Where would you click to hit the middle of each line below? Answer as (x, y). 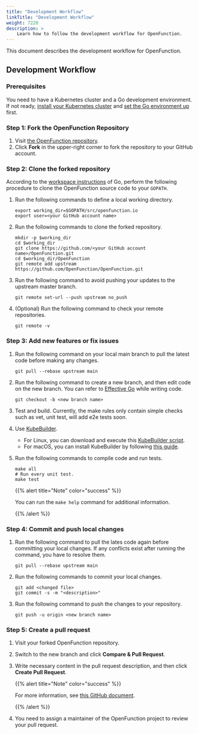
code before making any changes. (57, 360)
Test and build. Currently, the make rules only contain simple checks (99, 411)
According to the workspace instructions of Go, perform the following (91, 182)
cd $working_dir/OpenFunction (52, 259)
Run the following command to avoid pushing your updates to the (95, 280)
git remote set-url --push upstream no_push (71, 298)
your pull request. (36, 725)
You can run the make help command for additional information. (92, 502)
